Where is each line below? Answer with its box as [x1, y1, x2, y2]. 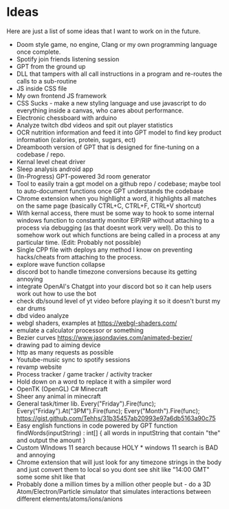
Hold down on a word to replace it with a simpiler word [16, 377, 171, 386]
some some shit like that [16, 472, 86, 481]
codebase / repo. [16, 150, 66, 159]
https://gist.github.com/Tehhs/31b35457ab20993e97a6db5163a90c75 [16, 414, 216, 422]
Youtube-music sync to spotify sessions [16, 355, 131, 363]
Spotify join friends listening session [16, 54, 120, 63]
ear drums [16, 304, 46, 312]
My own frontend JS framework [16, 91, 107, 100]
